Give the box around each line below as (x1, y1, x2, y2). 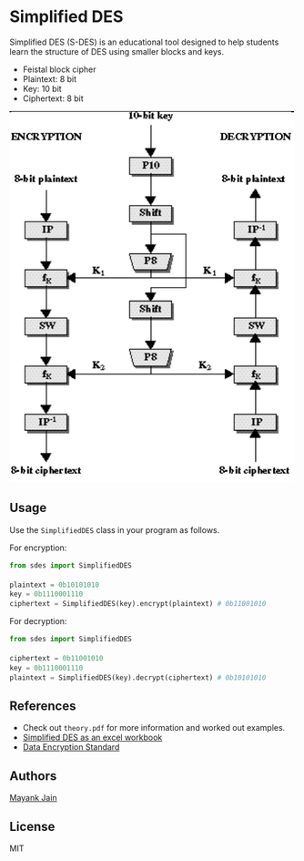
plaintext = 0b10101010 (9, 580, 100, 589)
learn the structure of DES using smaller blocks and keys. (9, 46, 225, 56)
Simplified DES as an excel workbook (22, 732, 163, 743)
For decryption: (9, 616, 67, 627)
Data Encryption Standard (22, 742, 120, 753)
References (9, 698, 76, 713)
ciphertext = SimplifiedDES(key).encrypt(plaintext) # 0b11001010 (9, 600, 267, 609)
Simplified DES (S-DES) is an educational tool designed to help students (9, 36, 279, 47)
